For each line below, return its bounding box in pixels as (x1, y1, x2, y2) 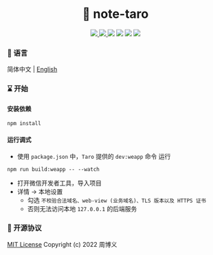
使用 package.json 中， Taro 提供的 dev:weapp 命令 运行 (16, 152, 171, 160)
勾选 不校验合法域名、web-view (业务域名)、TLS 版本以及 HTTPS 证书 (27, 196, 206, 204)
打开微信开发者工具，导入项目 (16, 179, 102, 187)
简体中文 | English (7, 65, 58, 74)
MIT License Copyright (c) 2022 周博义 (7, 240, 117, 248)
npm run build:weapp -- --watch (7, 166, 100, 173)
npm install (7, 120, 41, 127)
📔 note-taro (82, 6, 149, 22)
